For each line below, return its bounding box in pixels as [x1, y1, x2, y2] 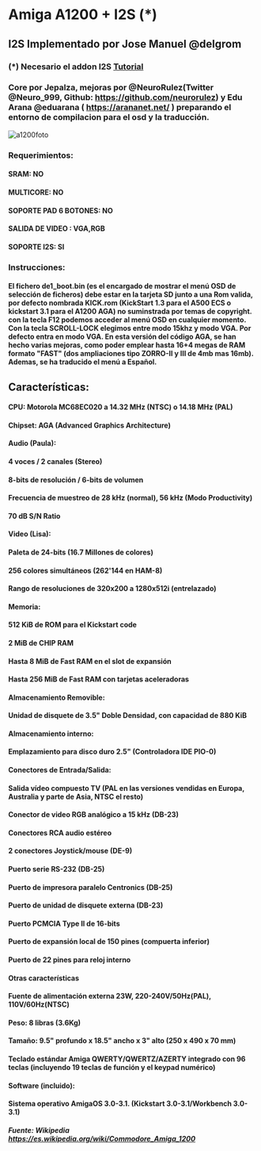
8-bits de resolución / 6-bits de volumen [8, 474, 144, 485]
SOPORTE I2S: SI [8, 242, 65, 251]
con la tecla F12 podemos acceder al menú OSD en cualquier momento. [8, 315, 247, 324]
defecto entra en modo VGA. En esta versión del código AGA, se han [8, 332, 236, 342]
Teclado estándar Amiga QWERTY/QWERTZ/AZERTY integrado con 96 [8, 1053, 246, 1064]
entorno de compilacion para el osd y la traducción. [8, 112, 210, 123]
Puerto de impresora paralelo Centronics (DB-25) [8, 882, 173, 892]
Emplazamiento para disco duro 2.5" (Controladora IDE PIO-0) [8, 747, 217, 757]
